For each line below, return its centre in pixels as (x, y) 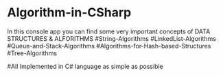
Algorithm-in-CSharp (69, 13)
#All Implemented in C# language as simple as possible (85, 66)
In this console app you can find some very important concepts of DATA (109, 31)
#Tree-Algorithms (32, 53)
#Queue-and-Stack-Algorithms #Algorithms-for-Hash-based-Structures (109, 46)
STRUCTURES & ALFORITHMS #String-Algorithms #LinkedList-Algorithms (111, 38)
